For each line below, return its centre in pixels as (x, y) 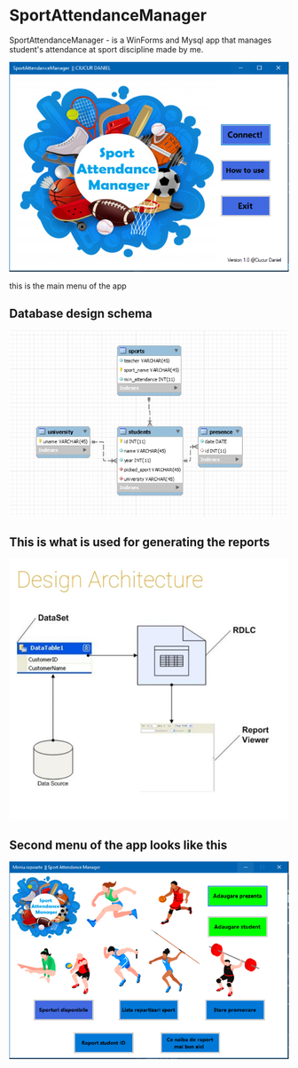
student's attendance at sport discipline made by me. (106, 49)
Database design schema (81, 314)
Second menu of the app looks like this (118, 845)
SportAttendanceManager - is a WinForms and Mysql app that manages (141, 40)
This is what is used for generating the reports (140, 542)
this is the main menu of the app (68, 286)
